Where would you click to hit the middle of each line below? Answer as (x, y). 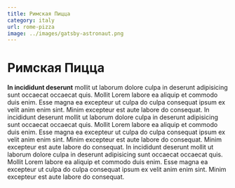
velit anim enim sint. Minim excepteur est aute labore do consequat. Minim (115, 140)
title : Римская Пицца (39, 14)
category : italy (31, 20)
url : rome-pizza (31, 27)
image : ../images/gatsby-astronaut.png (66, 33)
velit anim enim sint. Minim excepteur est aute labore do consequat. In (108, 110)
